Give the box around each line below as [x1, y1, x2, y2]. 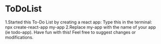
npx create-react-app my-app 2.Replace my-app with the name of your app [5, 24, 156, 30]
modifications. [5, 34, 34, 40]
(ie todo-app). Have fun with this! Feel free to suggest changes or [5, 29, 136, 35]
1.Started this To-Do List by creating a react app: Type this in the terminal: [5, 19, 152, 25]
